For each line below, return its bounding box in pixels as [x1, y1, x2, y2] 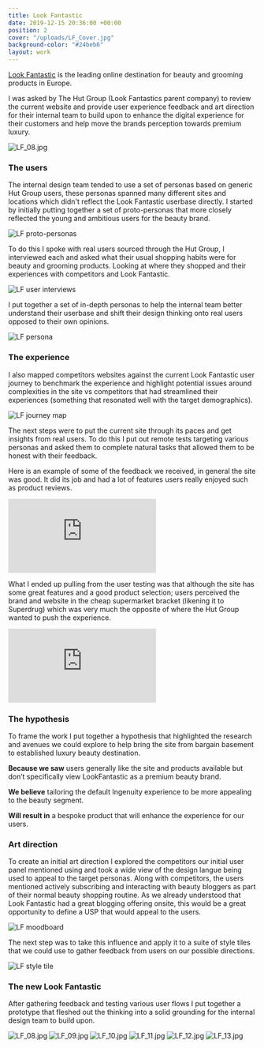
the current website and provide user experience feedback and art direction [8, 102, 255, 111]
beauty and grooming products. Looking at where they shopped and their [8, 261, 247, 271]
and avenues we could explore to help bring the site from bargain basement [8, 739, 255, 749]
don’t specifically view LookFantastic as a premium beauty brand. [8, 772, 222, 781]
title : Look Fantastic [8, 11, 83, 20]
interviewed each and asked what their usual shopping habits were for [8, 253, 236, 262]
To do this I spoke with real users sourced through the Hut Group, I [8, 244, 225, 254]
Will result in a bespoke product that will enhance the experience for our [8, 810, 244, 820]
